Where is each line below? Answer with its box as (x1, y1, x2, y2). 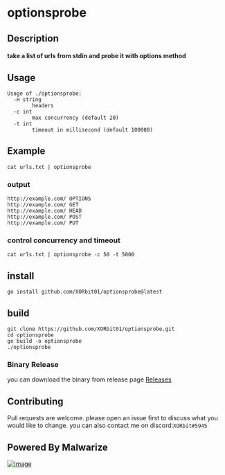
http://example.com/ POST (7, 213, 82, 221)
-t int (13, 120, 33, 127)
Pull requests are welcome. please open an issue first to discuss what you (7, 414, 218, 422)
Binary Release (7, 359, 59, 369)
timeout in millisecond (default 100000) (32, 126, 154, 133)
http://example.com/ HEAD (7, 208, 82, 215)
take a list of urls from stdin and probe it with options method (7, 52, 186, 60)
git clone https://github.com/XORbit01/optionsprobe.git (7, 325, 175, 333)
